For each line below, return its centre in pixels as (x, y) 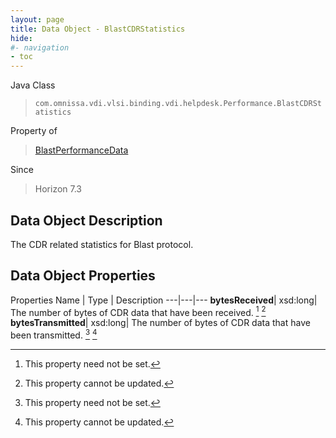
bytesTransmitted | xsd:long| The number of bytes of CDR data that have (160, 323)
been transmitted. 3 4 (54, 334)
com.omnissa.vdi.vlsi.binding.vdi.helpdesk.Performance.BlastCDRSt (178, 104)
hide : (21, 38)
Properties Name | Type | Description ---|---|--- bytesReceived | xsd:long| (164, 300)
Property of (34, 131)
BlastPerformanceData (81, 150)
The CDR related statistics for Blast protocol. (102, 244)
